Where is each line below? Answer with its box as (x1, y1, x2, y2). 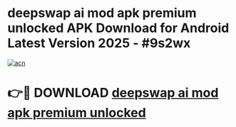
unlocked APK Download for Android (7, 20, 230, 36)
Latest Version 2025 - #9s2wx (7, 35, 191, 51)
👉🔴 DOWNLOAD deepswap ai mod (7, 85, 219, 101)
